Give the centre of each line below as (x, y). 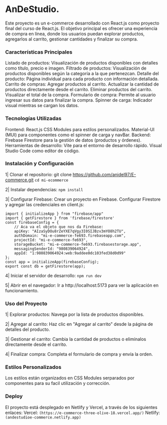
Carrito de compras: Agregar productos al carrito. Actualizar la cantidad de (82, 84)
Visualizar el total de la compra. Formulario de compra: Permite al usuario (81, 95)
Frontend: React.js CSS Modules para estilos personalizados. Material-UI (80, 129)
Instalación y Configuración (39, 164)
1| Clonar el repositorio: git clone (38, 174)
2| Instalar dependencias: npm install (44, 189)
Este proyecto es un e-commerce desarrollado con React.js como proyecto (82, 23)
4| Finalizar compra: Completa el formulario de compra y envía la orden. (79, 354)
